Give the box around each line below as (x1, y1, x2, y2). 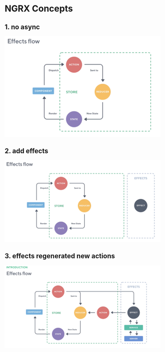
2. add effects (4, 147, 49, 155)
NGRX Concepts (4, 3, 73, 14)
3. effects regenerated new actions (4, 252, 115, 260)
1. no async (4, 23, 40, 31)
